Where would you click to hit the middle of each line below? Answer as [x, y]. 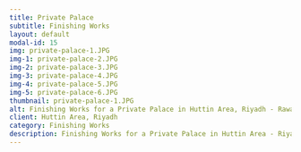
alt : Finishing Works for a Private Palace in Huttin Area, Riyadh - [142, 109]
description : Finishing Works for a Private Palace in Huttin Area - [142, 134]
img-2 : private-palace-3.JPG [64, 68]
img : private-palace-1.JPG [60, 51]
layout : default [39, 34]
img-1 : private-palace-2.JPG [64, 59]
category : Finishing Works [60, 126]
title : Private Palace [52, 17]
